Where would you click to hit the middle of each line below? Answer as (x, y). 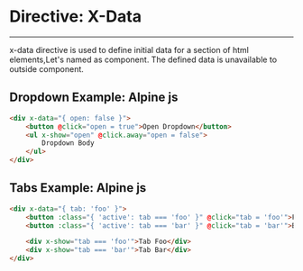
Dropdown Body (68, 143)
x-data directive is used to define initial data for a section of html (129, 50)
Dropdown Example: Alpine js (94, 98)
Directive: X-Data (76, 17)
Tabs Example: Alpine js (78, 188)
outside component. (46, 68)
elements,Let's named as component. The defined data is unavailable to (143, 59)
